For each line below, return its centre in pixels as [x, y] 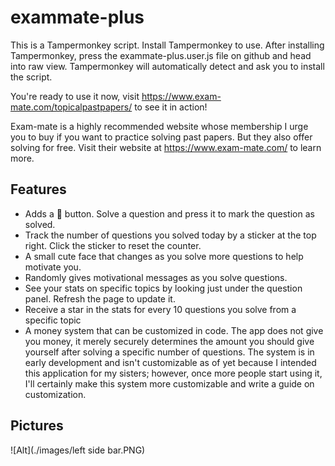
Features [38, 189]
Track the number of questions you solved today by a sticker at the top [170, 235]
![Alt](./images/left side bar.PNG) [78, 450]
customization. [55, 394]
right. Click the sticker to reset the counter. [113, 245]
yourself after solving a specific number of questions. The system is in [169, 352]
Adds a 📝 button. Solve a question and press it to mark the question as [169, 213]
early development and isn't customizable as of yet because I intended [170, 362]
